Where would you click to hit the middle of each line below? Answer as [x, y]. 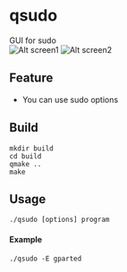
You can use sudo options [70, 99]
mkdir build [31, 149]
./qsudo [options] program [59, 220]
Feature [31, 78]
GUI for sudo [33, 40]
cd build [25, 156]
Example [26, 239]
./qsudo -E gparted [46, 259]
